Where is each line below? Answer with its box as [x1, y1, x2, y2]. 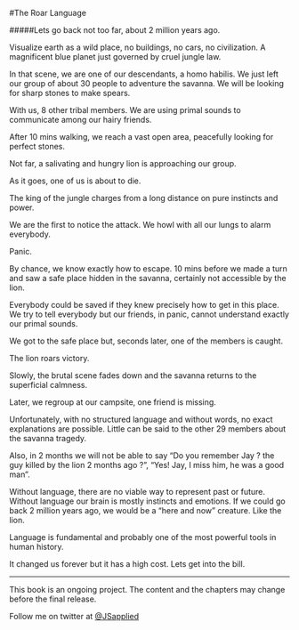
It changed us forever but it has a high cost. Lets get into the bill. [9, 559, 246, 569]
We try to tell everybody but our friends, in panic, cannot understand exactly [9, 309, 289, 319]
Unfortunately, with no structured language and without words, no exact [9, 414, 273, 424]
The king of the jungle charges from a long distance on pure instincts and [9, 193, 279, 203]
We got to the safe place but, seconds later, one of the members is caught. [9, 335, 283, 346]
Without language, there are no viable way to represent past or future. [9, 487, 265, 497]
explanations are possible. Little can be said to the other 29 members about [9, 424, 287, 434]
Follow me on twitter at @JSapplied [9, 611, 140, 621]
